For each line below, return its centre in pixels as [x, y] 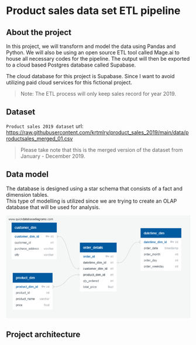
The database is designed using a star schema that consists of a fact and [94, 189]
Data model [27, 174]
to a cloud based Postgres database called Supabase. [71, 65]
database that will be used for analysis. [53, 207]
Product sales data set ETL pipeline [93, 11]
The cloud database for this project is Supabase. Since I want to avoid [90, 76]
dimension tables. [27, 194]
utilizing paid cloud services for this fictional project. [69, 82]
